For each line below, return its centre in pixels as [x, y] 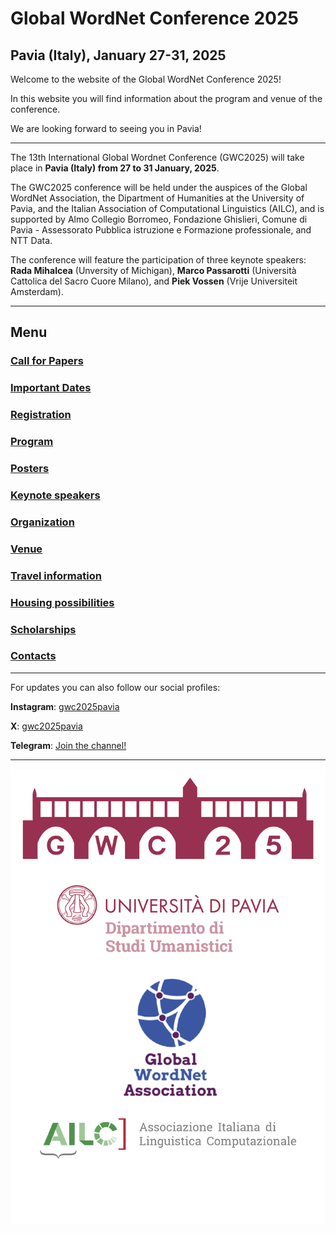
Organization [42, 522]
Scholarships [43, 629]
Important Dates [51, 388]
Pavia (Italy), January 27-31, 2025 [118, 55]
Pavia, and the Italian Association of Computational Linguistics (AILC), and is [167, 208]
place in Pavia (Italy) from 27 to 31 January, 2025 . [115, 168]
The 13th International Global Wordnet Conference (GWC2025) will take [157, 157]
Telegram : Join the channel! [68, 745]
